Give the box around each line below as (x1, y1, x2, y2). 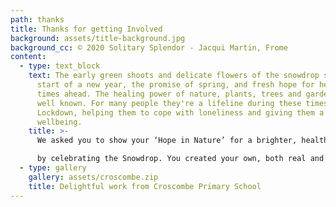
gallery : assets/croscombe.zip (28, 172, 159, 182)
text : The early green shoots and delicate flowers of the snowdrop (28, 71, 320, 81)
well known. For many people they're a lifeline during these (36, 98, 302, 108)
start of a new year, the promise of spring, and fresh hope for (36, 80, 315, 90)
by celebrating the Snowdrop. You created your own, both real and (36, 154, 325, 164)
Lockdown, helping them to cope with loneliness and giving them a (36, 107, 325, 118)
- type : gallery (19, 163, 87, 173)
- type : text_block (19, 61, 101, 71)
